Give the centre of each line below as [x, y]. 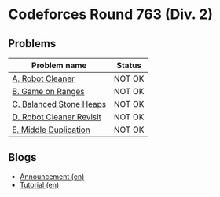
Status [129, 66]
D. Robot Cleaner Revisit [57, 117]
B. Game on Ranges [48, 91]
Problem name [59, 66]
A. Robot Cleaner [44, 78]
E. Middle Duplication [51, 130]
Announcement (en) [52, 176]
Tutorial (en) [39, 184]
